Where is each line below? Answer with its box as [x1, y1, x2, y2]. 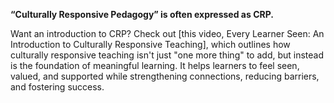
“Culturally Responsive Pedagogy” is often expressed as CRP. [10, 9, 274, 20]
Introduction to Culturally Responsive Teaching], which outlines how [10, 39, 291, 50]
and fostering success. [10, 81, 105, 93]
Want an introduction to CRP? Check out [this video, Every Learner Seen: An [10, 28, 325, 39]
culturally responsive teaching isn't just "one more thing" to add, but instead [10, 49, 325, 61]
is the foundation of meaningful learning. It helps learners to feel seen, [10, 60, 300, 71]
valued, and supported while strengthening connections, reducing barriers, [10, 70, 320, 82]
